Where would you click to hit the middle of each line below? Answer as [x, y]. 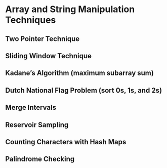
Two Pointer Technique [43, 39]
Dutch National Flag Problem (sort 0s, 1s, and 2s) [84, 90]
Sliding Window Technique [49, 56]
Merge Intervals [31, 108]
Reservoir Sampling [37, 125]
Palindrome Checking [40, 159]
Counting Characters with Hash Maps [66, 142]
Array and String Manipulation [70, 9]
